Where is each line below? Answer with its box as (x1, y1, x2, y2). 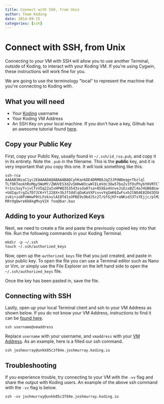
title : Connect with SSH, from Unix (5, 7, 80, 12)
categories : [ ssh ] (5, 21, 42, 26)
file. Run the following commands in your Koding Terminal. (5, 230, 123, 236)
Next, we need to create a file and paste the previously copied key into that (5, 225, 156, 231)
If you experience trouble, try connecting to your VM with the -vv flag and (5, 374, 153, 380)
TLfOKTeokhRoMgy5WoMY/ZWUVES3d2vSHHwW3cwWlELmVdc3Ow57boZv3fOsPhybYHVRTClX (5, 182, 163, 187)
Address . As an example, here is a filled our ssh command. (5, 338, 123, 344)
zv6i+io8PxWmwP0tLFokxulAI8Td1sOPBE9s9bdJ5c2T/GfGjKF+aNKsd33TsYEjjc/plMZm (5, 194, 163, 199)
